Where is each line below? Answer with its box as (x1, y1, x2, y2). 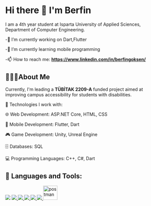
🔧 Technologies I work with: (5, 101, 63, 108)
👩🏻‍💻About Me (5, 73, 50, 81)
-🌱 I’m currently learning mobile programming (5, 46, 100, 52)
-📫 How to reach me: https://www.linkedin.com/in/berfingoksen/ (5, 56, 146, 62)
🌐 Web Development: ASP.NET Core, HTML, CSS (5, 111, 108, 117)
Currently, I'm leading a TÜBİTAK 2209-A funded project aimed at (5, 86, 143, 92)
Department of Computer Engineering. (5, 26, 85, 32)
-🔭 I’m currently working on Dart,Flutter (5, 36, 87, 42)
